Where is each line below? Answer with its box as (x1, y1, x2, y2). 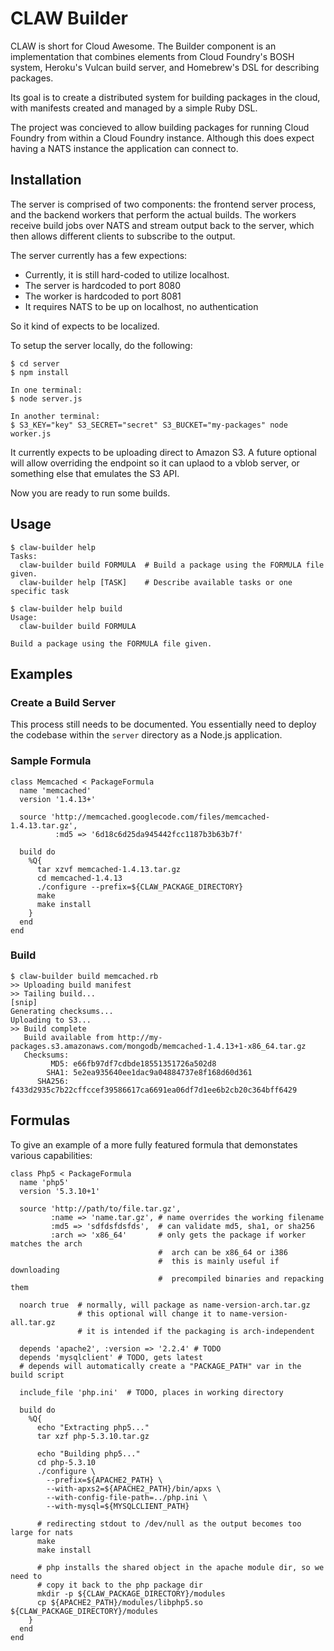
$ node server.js (10, 393, 83, 404)
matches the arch (10, 1238, 83, 1249)
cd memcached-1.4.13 (36, 873, 123, 883)
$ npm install (10, 367, 70, 377)
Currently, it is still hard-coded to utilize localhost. (24, 268, 230, 281)
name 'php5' (19, 1177, 70, 1187)
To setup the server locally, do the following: (10, 339, 193, 351)
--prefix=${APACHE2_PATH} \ (46, 1475, 163, 1485)
